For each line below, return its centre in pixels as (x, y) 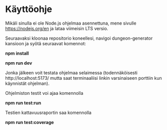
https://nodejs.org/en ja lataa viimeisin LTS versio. (57, 28)
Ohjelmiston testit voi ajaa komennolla (44, 93)
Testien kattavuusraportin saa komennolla (48, 112)
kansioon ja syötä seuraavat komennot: (46, 43)
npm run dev (19, 63)
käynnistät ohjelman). (27, 83)
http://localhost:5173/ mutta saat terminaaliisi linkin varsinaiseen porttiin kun (83, 78)
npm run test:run (23, 103)
